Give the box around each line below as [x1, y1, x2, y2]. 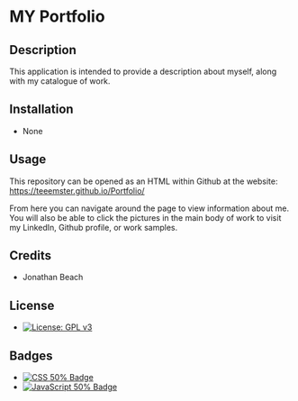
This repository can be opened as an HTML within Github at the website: [9, 176, 278, 187]
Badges [9, 348, 53, 363]
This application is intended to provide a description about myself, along [9, 66, 277, 77]
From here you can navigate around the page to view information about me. [9, 203, 290, 214]
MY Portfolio [9, 6, 105, 27]
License [9, 297, 55, 313]
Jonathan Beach [22, 272, 84, 283]
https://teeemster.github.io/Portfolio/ [9, 185, 146, 196]
